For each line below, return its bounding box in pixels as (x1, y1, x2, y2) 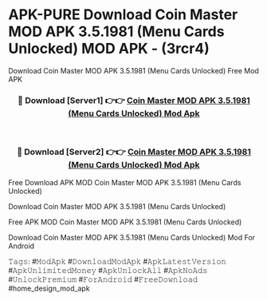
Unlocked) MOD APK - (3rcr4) (8, 40, 210, 57)
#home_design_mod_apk (8, 283, 90, 293)
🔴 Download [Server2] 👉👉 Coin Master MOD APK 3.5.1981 (17, 146, 251, 157)
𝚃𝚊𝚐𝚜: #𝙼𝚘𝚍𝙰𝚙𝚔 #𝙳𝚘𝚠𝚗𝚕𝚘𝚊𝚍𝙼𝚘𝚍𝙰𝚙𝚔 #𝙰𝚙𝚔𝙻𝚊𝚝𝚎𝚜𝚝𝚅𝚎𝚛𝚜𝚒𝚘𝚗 (8, 256, 227, 266)
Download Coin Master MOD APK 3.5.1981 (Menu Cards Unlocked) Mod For (8, 232, 256, 242)
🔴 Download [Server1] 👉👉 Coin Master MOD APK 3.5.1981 (17, 94, 251, 105)
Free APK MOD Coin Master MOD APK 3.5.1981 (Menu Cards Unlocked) (8, 217, 242, 227)
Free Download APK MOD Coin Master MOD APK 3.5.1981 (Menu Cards (8, 177, 241, 187)
